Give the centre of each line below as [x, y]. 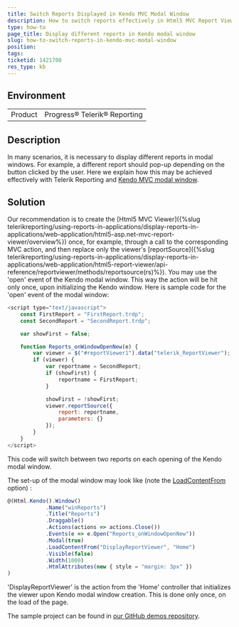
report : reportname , [89, 412]
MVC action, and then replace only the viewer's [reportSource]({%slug [111, 250]
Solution [26, 202]
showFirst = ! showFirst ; [82, 399]
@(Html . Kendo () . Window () [44, 501]
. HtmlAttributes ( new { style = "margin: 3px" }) [119, 567]
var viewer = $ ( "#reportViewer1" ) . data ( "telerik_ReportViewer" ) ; [132, 353]
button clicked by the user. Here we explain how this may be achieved [110, 172]
